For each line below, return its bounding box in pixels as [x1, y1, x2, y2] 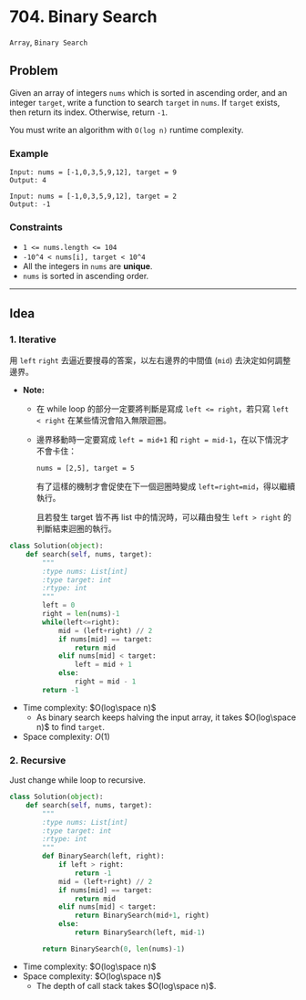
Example [9, 147, 49, 160]
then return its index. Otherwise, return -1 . [9, 107, 168, 118]
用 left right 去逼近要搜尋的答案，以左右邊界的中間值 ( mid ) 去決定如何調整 [9, 355, 291, 366]
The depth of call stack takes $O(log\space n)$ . [36, 980, 217, 991]
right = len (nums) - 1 [42, 609, 120, 619]
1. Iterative [9, 333, 56, 346]
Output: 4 [9, 176, 47, 185]
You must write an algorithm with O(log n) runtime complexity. [9, 124, 244, 135]
